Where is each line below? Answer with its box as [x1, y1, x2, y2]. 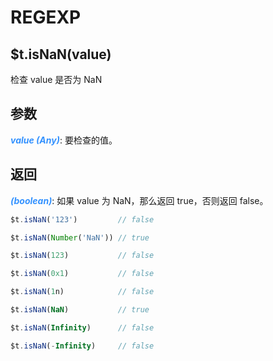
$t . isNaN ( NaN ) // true [10, 305, 150, 315]
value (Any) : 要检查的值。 [10, 134, 118, 146]
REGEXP [10, 6, 82, 29]
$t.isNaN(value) [10, 46, 112, 63]
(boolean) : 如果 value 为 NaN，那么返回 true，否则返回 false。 [10, 194, 269, 206]
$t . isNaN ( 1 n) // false [10, 287, 155, 297]
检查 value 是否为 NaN [10, 74, 103, 85]
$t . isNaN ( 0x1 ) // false [10, 269, 155, 279]
